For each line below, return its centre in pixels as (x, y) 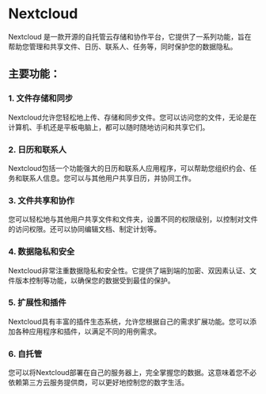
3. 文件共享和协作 (42, 200)
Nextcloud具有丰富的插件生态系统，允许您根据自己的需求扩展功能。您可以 (129, 321)
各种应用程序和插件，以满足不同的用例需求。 (87, 331)
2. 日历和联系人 (38, 150)
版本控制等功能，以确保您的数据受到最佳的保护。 (95, 280)
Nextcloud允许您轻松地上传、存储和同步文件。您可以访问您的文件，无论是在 (133, 117)
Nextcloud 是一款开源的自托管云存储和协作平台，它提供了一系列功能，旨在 (130, 36)
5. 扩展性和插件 (37, 303)
